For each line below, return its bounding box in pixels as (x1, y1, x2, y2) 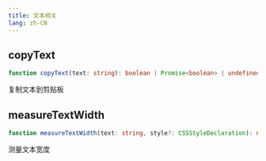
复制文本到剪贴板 (8, 85, 64, 94)
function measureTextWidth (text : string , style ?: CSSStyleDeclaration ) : (8, 129, 253, 137)
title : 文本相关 (8, 11, 57, 20)
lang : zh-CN (8, 19, 47, 27)
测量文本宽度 (8, 144, 50, 154)
